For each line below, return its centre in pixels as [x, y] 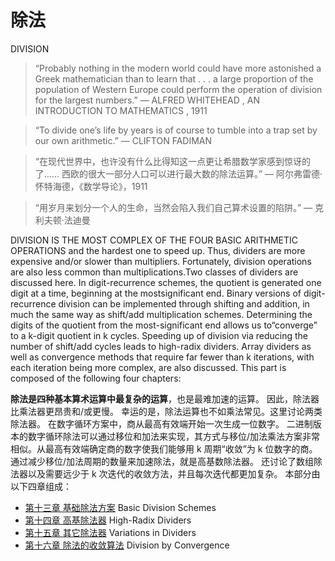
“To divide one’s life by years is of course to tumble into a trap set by [176, 130]
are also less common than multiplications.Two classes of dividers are [154, 272]
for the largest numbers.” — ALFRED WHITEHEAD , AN [147, 100]
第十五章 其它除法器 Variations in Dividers [110, 532]
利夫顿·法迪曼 [62, 220]
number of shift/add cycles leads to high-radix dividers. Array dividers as [161, 346]
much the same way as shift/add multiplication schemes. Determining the [161, 314]
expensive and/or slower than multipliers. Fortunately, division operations [161, 261]
